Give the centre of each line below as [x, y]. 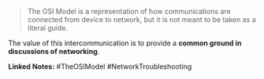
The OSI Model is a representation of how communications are [129, 11]
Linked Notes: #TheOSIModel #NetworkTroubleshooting [100, 66]
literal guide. [48, 28]
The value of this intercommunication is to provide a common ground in [125, 43]
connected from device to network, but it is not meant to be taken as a [141, 20]
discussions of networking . [54, 51]
